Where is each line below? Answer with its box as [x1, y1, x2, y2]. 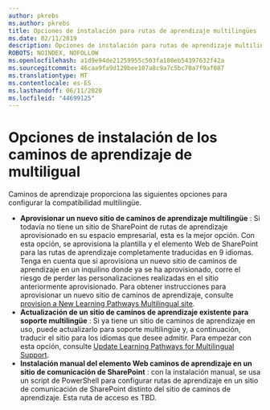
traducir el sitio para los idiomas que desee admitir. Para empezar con [19, 333, 252, 342]
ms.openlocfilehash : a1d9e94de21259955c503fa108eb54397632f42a [8, 57, 225, 65]
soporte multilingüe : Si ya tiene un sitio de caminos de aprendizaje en [19, 316, 256, 326]
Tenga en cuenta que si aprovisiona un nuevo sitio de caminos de [19, 256, 237, 266]
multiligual [8, 162, 80, 181]
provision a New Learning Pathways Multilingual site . [19, 299, 195, 309]
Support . [19, 351, 50, 360]
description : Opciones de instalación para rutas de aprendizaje [8, 42, 231, 50]
